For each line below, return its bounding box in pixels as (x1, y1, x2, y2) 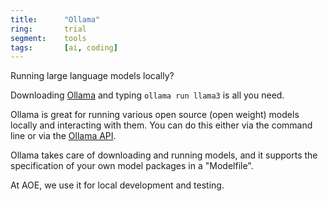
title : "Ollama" (10, 14, 101, 25)
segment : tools (10, 33, 87, 43)
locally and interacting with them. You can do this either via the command (10, 119, 313, 131)
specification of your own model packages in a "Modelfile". (10, 160, 254, 172)
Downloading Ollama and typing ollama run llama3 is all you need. (10, 89, 285, 101)
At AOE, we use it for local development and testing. (10, 179, 225, 191)
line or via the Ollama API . (10, 130, 117, 142)
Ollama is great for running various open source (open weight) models (10, 109, 300, 121)
